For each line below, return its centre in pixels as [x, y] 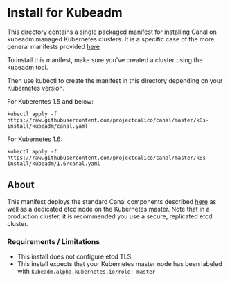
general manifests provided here [54, 46]
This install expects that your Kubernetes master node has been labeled [120, 264]
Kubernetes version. [36, 88]
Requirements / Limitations [54, 241]
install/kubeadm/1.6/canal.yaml [54, 164]
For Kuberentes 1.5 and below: [50, 101]
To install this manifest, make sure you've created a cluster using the [105, 59]
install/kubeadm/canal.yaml [48, 126]
